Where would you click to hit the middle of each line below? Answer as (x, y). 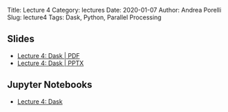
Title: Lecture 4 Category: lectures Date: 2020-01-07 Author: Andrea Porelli (114, 10)
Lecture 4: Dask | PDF (48, 55)
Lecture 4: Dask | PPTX (50, 63)
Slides (21, 39)
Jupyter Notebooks (50, 85)
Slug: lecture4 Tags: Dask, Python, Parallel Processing (84, 17)
